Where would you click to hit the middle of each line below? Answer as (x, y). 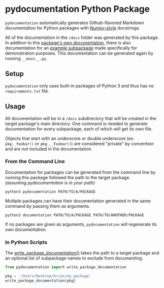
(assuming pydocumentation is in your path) (50, 183)
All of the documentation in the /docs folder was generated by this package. (82, 37)
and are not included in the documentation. (49, 149)
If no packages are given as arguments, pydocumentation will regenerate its (81, 224)
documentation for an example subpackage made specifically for (71, 48)
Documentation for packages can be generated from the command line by (81, 172)
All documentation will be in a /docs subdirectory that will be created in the (81, 118)
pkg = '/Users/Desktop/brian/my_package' (48, 276)
